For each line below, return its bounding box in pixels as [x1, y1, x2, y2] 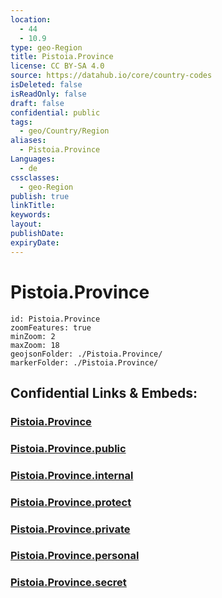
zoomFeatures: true [10, 322, 92, 333]
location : [10, 14, 52, 25]
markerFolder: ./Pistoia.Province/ [10, 357, 159, 368]
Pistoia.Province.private [10, 522, 131, 536]
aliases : [10, 136, 47, 146]
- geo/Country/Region [19, 126, 110, 136]
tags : [10, 117, 33, 127]
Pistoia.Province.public [10, 441, 127, 455]
